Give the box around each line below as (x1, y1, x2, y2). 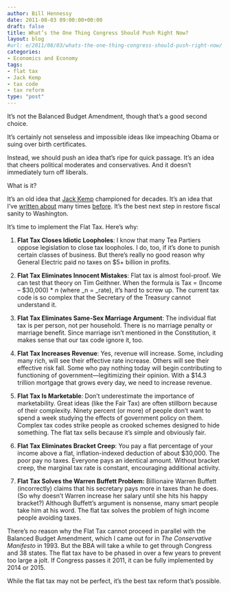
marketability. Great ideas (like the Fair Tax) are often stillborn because (16, 399, 218, 407)
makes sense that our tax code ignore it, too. (16, 336, 144, 344)
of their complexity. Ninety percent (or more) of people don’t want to (16, 407, 211, 414)
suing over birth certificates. (7, 140, 87, 148)
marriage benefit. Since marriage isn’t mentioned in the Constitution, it (16, 328, 216, 337)
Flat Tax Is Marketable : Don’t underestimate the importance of (16, 392, 194, 400)
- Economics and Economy (7, 55, 78, 62)
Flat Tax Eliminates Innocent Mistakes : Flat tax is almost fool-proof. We (16, 271, 221, 279)
